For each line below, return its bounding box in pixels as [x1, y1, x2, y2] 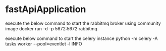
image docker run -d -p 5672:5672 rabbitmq [5, 25, 97, 31]
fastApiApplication [5, 4, 86, 15]
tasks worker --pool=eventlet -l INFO [5, 40, 82, 46]
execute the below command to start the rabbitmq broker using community [5, 20, 161, 26]
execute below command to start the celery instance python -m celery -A [5, 35, 158, 41]
